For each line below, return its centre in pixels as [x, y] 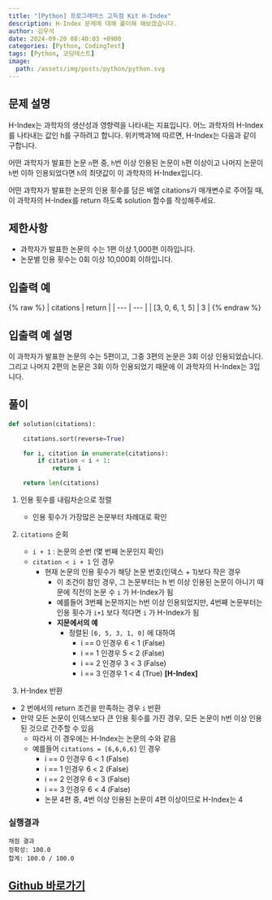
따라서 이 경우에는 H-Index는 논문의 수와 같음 [104, 739]
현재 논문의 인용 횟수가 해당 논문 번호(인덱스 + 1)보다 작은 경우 [142, 572]
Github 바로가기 [47, 886]
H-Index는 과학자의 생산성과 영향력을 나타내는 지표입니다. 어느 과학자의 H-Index [136, 125]
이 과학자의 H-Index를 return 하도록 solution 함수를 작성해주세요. [112, 200]
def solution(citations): [52, 424]
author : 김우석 [32, 31]
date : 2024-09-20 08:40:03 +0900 [65, 39]
